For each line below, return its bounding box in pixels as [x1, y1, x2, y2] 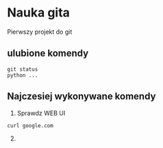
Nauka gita [7, 5, 71, 21]
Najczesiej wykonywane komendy [7, 91, 156, 103]
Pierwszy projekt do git [7, 28, 73, 36]
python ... [7, 72, 38, 78]
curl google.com [7, 122, 53, 129]
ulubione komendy [7, 47, 89, 59]
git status [7, 65, 38, 73]
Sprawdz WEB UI [16, 109, 66, 117]
